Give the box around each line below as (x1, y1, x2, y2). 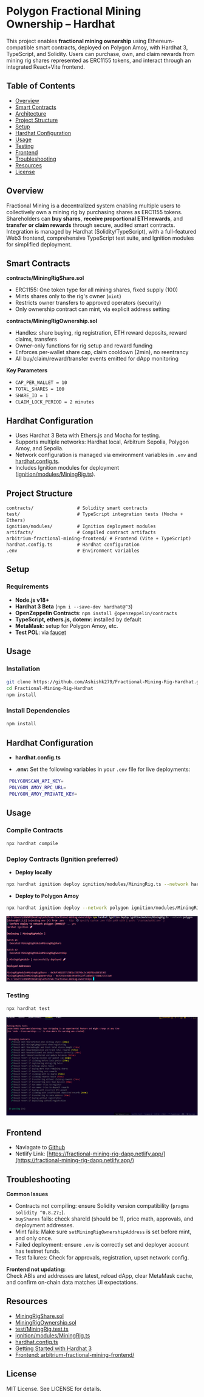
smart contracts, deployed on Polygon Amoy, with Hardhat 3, (35, 44, 188, 51)
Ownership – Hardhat (6, 17, 115, 31)
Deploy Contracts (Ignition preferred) (6, 855, 118, 863)
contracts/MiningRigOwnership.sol (6, 318, 98, 325)
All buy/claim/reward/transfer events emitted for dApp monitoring (15, 355, 179, 363)
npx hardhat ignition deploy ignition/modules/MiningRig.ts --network (6, 881, 189, 888)
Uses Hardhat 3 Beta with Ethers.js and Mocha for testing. (15, 432, 161, 439)
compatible (6, 44, 35, 51)
